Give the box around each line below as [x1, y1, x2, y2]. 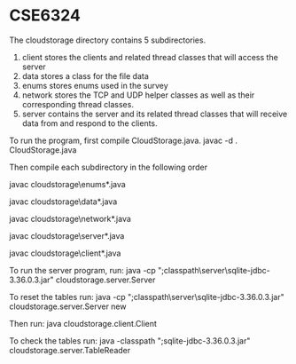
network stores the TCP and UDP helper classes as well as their [21, 90, 255, 100]
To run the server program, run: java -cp [9, 265, 157, 275]
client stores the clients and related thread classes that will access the [21, 51, 279, 62]
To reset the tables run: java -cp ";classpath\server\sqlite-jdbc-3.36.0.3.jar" [9, 291, 285, 302]
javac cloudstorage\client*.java [9, 248, 121, 258]
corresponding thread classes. [21, 99, 135, 109]
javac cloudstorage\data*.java [9, 196, 118, 207]
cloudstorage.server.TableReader [9, 344, 131, 355]
